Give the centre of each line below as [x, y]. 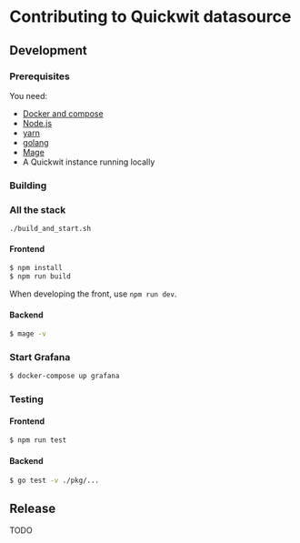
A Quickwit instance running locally [89, 162]
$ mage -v [28, 334]
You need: [29, 96]
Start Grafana [40, 357]
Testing [26, 399]
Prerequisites [40, 76]
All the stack [38, 209]
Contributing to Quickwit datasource [150, 17]
